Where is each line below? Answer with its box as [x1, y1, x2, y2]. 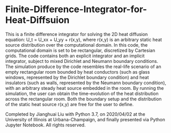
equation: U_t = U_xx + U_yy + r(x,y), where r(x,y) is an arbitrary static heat [5, 37, 162, 43]
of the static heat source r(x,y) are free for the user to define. [5, 101, 134, 107]
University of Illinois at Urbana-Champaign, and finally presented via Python [5, 116, 165, 122]
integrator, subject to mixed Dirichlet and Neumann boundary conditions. [5, 58, 158, 64]
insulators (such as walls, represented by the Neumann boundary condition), [5, 80, 166, 86]
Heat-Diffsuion [5, 14, 70, 26]
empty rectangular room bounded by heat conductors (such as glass [5, 69, 150, 75]
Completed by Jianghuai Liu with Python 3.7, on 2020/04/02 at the [5, 111, 145, 117]
